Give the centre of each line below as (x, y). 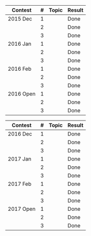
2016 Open (22, 94)
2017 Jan (20, 159)
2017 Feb (20, 184)
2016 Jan (20, 44)
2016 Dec (20, 134)
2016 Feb (20, 69)
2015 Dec (20, 19)
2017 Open (22, 209)
